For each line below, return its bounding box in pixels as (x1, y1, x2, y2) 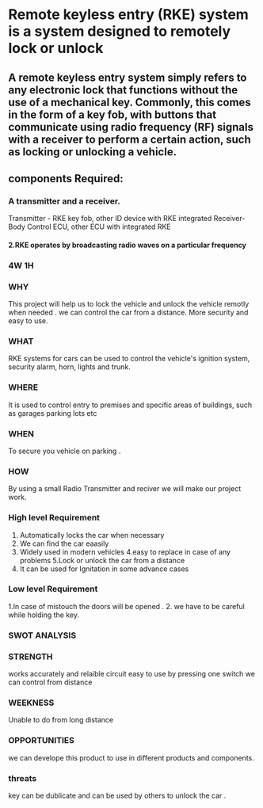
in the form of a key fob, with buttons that (8, 108, 216, 121)
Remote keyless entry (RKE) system (8, 6, 250, 24)
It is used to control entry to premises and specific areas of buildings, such (8, 400, 253, 410)
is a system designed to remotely (8, 22, 231, 40)
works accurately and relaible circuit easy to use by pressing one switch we (8, 669, 256, 679)
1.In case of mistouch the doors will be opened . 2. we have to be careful (8, 601, 246, 611)
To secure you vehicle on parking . (8, 446, 121, 455)
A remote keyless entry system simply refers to (8, 71, 247, 84)
